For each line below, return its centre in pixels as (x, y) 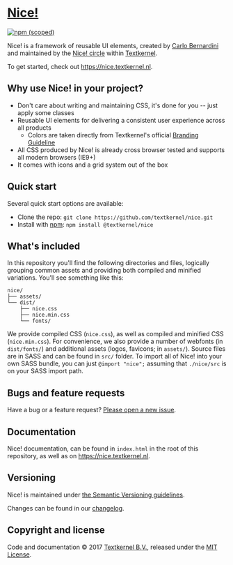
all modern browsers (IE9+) (56, 157)
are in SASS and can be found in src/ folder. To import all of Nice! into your (115, 356)
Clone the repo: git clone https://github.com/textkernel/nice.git (115, 217)
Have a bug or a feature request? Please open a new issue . (91, 410)
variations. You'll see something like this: (65, 278)
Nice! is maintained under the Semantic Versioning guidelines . (96, 495)
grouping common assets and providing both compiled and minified (104, 271)
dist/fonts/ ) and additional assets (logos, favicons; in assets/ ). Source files (116, 349)
